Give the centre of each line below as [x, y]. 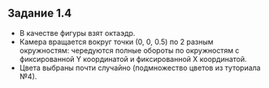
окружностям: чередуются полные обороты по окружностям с [129, 50]
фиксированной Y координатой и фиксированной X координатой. [133, 59]
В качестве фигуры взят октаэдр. [77, 33]
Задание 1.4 [40, 13]
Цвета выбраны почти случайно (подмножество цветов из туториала [140, 68]
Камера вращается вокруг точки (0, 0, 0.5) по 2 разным [116, 42]
